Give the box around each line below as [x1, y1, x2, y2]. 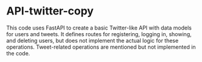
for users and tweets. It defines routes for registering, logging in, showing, [6, 30, 192, 37]
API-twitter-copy [6, 4, 94, 18]
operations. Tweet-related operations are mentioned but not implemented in [6, 43, 196, 51]
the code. [6, 49, 30, 57]
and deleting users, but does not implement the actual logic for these [6, 37, 179, 44]
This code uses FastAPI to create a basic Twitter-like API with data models [6, 24, 192, 31]
